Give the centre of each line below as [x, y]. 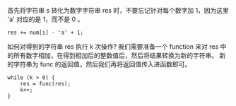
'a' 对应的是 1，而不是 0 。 [46, 19]
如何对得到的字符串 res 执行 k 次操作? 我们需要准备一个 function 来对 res [113, 47]
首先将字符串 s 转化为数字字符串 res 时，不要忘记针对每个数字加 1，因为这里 [118, 10]
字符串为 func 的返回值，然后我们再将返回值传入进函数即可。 [102, 64]
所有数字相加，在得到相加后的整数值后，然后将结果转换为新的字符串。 [115, 55]
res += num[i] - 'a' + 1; [45, 33]
